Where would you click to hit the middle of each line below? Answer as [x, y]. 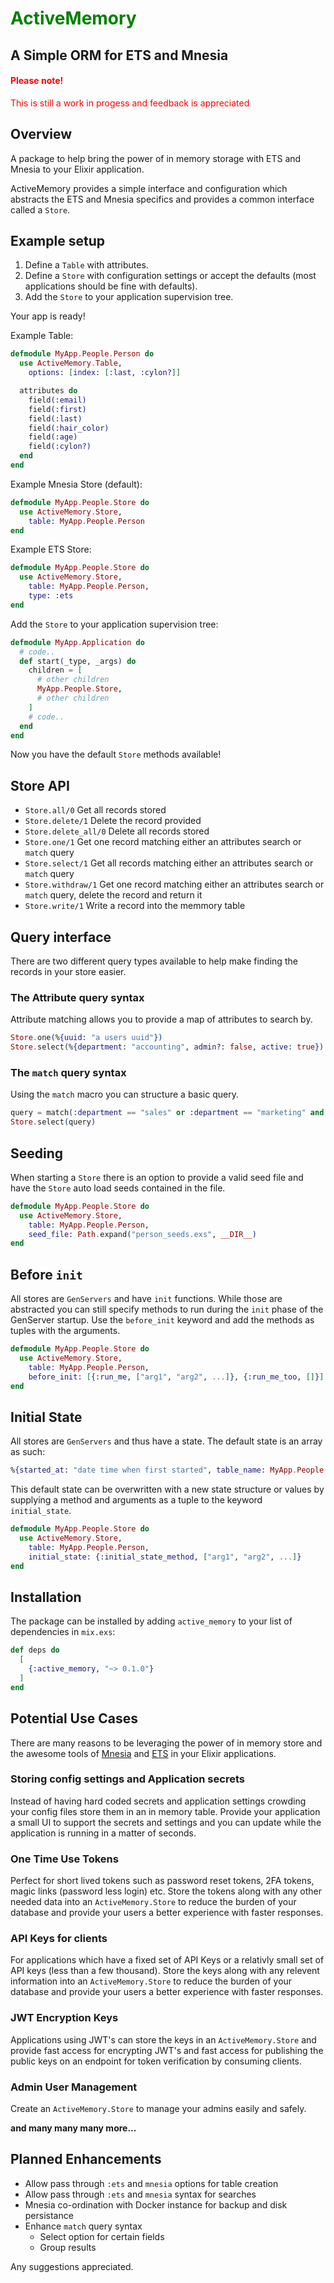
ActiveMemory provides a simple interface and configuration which [149, 188]
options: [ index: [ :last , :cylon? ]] [105, 373]
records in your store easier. [68, 972]
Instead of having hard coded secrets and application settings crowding [158, 1801]
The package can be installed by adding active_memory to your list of [151, 1621]
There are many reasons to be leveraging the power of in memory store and [166, 1743]
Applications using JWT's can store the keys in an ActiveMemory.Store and [163, 2039]
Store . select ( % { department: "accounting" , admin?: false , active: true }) [167, 1047]
